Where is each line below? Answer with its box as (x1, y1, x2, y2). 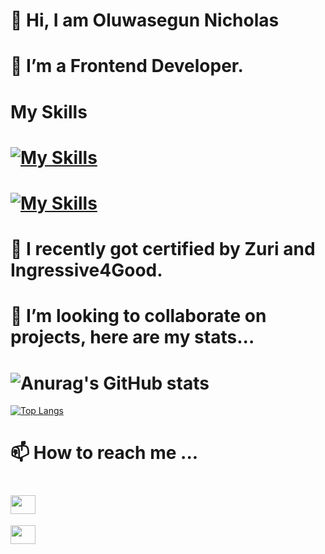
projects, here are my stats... (10, 326, 255, 349)
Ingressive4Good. (10, 259, 163, 282)
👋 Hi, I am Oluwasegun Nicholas (10, 9, 280, 32)
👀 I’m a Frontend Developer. (10, 55, 244, 78)
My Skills (10, 100, 88, 123)
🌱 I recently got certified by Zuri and (10, 238, 316, 261)
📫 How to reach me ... (10, 442, 199, 464)
